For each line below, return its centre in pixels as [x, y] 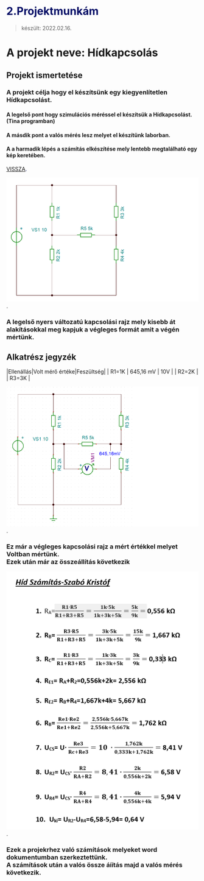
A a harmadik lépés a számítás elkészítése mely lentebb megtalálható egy [102, 149]
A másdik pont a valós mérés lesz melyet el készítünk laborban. [88, 135]
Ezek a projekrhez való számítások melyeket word [82, 850]
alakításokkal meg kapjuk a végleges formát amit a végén [93, 330]
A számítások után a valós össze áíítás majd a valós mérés [94, 865]
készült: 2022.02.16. [46, 28]
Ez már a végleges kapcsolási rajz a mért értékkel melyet [92, 547]
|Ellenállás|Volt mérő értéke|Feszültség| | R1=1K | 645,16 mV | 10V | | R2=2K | [102, 372]
